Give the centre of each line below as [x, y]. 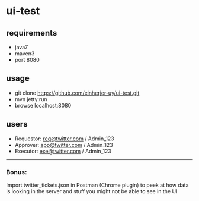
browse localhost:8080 [43, 105]
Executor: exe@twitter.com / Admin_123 [63, 151]
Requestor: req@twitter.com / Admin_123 [64, 139]
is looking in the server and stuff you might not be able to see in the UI [92, 191]
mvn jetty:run [31, 99]
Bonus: [17, 172]
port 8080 [27, 60]
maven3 [25, 54]
